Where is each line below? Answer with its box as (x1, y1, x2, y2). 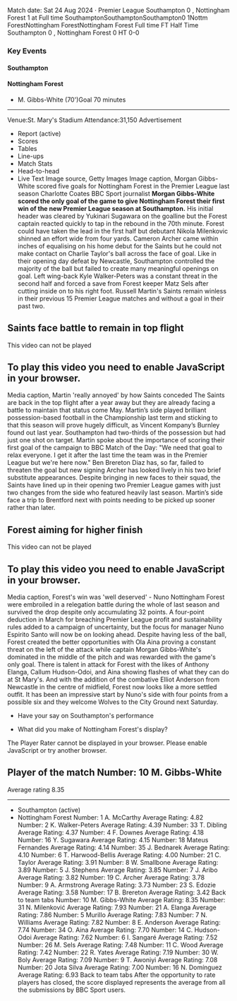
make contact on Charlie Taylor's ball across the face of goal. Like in (17, 249, 217, 257)
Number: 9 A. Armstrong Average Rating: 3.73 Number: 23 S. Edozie (17, 880, 217, 889)
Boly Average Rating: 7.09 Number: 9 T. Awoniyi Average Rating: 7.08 (17, 955, 218, 964)
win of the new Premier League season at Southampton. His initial (17, 204, 214, 212)
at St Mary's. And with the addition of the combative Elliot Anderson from (7, 675, 220, 684)
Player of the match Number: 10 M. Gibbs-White (7, 767, 222, 779)
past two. (17, 301, 45, 310)
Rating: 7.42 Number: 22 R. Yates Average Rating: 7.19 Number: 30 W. (17, 948, 219, 957)
